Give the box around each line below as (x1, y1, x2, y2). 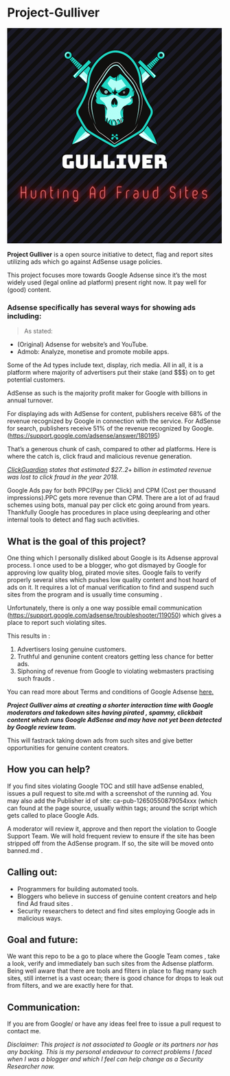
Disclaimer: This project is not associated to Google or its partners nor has (7, 1040, 218, 1048)
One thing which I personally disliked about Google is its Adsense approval (7, 554, 218, 562)
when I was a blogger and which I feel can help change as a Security (7, 1055, 204, 1064)
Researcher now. (7, 1062, 55, 1070)
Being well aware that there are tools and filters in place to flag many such (7, 966, 217, 975)
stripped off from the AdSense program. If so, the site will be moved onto (7, 839, 214, 847)
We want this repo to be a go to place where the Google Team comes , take (7, 952, 220, 960)
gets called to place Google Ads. (7, 811, 100, 819)
